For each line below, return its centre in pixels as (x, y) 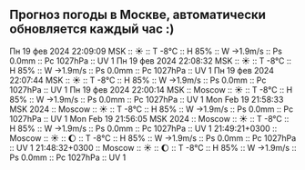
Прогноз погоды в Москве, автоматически (138, 15)
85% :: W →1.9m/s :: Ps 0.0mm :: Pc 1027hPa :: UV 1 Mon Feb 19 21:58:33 (147, 99)
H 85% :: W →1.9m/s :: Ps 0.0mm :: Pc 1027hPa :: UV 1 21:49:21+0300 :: (143, 128)
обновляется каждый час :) (92, 30)
